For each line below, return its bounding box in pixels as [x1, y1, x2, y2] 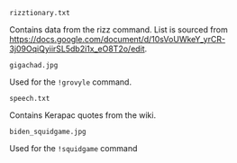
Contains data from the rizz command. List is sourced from [9, 24, 228, 35]
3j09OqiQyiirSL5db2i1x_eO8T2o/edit [9, 43, 146, 54]
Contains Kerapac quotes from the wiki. [9, 110, 156, 121]
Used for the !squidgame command [9, 143, 138, 153]
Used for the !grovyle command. [9, 77, 132, 87]
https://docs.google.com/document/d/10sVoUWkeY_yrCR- [9, 34, 226, 44]
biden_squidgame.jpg [9, 127, 87, 136]
